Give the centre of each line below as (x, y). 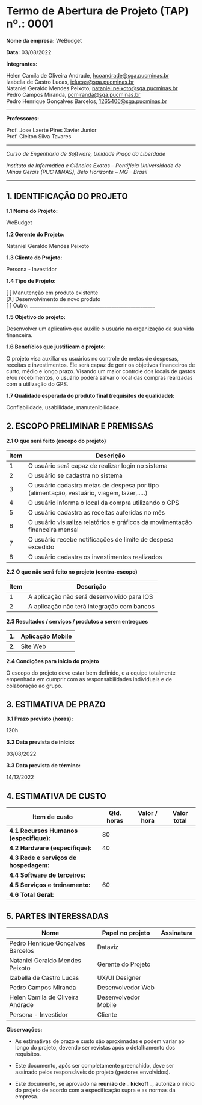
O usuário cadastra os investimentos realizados (95, 557)
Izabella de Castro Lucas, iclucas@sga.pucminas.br (70, 82)
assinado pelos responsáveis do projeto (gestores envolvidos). (93, 1072)
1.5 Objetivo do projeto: (36, 317)
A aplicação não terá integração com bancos (91, 606)
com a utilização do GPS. (37, 384)
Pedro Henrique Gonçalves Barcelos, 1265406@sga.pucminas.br (87, 101)
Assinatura (177, 933)
